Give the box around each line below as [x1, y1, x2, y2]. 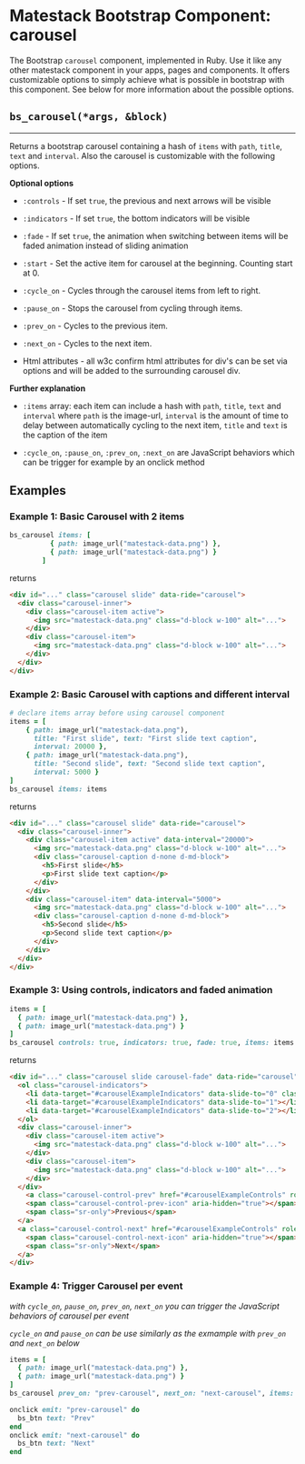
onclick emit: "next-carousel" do [9, 1430, 141, 1439]
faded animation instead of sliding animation [22, 240, 189, 251]
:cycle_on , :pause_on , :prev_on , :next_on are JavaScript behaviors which [22, 446, 295, 457]
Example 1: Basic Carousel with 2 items [9, 510, 185, 523]
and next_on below [9, 1338, 80, 1349]
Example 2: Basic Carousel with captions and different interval [9, 687, 290, 700]
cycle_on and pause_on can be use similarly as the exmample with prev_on [9, 1328, 287, 1339]
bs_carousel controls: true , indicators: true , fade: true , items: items [9, 1038, 295, 1048]
